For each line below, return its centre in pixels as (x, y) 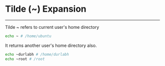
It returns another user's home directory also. (51, 45)
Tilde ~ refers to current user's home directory (52, 27)
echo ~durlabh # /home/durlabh (37, 54)
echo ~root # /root (25, 59)
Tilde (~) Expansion (46, 9)
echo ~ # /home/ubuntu (28, 36)
